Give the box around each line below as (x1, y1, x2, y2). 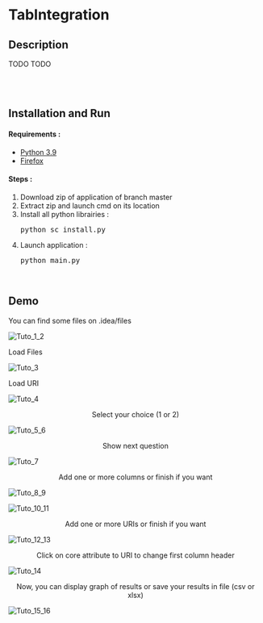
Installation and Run (8, 107, 111, 120)
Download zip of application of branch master (19, 192, 173, 202)
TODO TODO (8, 59, 52, 69)
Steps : (8, 174, 33, 184)
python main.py (19, 256, 81, 265)
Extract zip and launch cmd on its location (19, 200, 160, 211)
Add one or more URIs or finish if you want (65, 519, 207, 529)
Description (8, 38, 69, 52)
